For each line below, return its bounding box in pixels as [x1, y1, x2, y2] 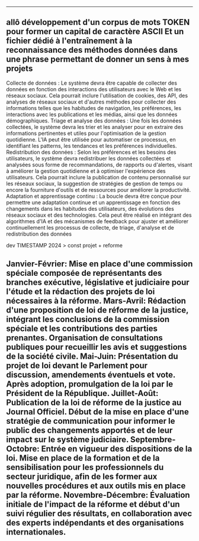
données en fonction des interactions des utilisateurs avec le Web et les [6, 85, 182, 92]
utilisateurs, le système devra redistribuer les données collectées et [6, 154, 171, 162]
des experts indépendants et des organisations [6, 518, 184, 528]
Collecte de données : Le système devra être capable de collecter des [6, 79, 178, 86]
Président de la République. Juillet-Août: [6, 388, 159, 398]
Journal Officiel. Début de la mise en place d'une [6, 407, 190, 417]
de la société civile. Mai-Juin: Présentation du [6, 352, 179, 362]
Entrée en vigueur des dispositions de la [41, 444, 192, 454]
